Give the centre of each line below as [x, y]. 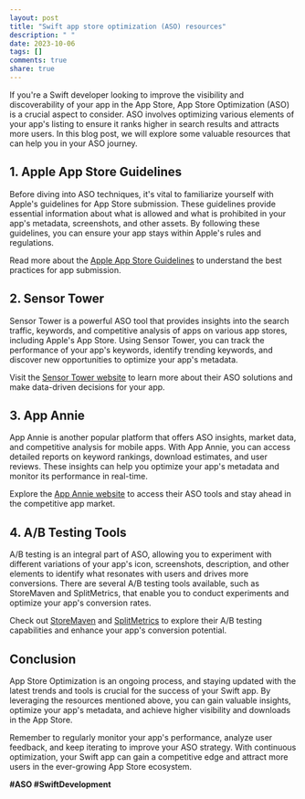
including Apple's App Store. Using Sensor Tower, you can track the [137, 340]
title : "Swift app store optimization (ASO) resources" [118, 26]
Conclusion [43, 659]
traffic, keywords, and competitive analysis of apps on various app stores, [148, 331]
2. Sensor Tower [57, 299]
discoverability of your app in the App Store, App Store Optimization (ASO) [150, 104]
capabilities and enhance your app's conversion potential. [118, 630]
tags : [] [26, 52]
